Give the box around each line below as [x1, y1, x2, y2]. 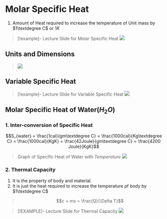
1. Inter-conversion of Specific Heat [5, 122, 93, 129]
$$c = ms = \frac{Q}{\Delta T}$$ [56, 198, 124, 204]
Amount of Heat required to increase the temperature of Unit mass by [12, 20, 156, 26]
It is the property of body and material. [12, 178, 92, 184]
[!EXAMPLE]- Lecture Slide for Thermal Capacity [17, 208, 118, 214]
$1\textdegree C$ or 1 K [12, 25, 60, 31]
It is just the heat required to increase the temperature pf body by [12, 183, 147, 189]
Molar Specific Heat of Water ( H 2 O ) [5, 106, 116, 115]
